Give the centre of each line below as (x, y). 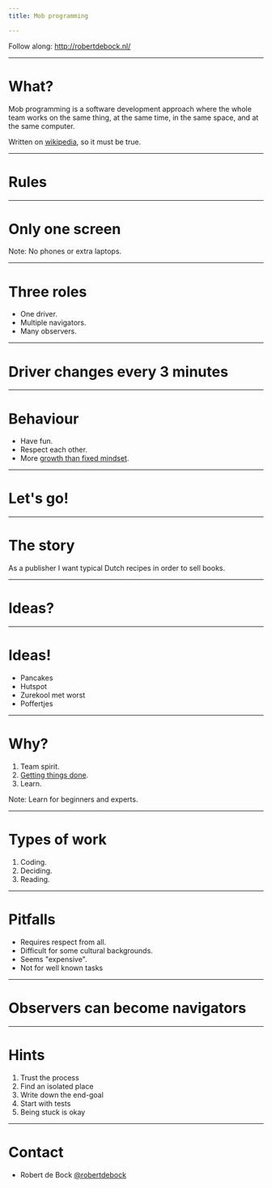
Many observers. (48, 331)
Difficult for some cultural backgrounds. (87, 950)
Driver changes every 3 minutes (119, 371)
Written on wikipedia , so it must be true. (75, 142)
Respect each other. (53, 449)
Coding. (33, 862)
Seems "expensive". (53, 959)
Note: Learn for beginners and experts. (73, 799)
